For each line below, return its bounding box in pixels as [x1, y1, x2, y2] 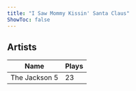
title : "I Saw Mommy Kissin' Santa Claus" [7, 10, 130, 17]
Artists [7, 41, 38, 53]
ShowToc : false [7, 16, 51, 23]
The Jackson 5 [10, 73, 59, 82]
